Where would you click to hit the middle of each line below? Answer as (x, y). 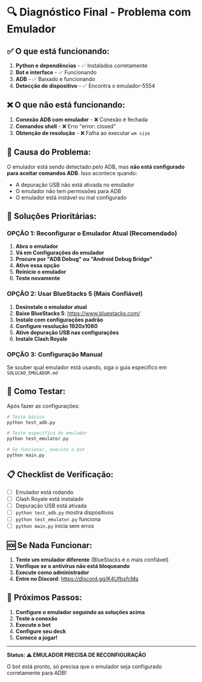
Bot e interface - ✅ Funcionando (56, 72)
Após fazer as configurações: (43, 405)
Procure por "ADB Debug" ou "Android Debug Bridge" (84, 259)
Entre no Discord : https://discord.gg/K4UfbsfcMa (77, 579)
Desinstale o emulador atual (51, 307)
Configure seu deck (41, 631)
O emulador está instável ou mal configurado (71, 197)
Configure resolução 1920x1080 (57, 326)
